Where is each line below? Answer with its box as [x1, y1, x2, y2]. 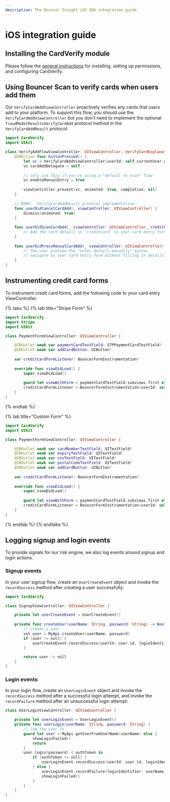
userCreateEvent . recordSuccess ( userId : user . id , [32, 640, 137, 646]
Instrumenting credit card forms [5, 277, 109, 285]
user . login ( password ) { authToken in [23, 750, 103, 755]
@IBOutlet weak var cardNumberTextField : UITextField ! [14, 446, 133, 451]
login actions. [5, 555, 33, 561]
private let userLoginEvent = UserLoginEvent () [14, 717, 116, 722]
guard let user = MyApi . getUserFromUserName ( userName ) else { [23, 731, 157, 736]
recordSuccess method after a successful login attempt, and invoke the [5, 693, 152, 699]
